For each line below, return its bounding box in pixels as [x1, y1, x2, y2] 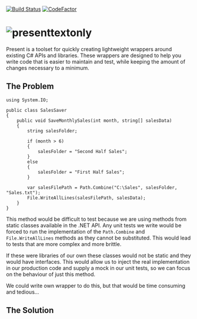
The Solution [6, 305, 54, 315]
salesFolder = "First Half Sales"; [37, 169, 125, 175]
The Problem [6, 81, 54, 91]
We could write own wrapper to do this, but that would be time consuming [6, 282, 185, 289]
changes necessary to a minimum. [6, 64, 89, 71]
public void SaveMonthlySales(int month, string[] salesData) [16, 118, 172, 124]
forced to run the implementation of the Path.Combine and [6, 228, 145, 235]
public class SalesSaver [6, 107, 67, 113]
